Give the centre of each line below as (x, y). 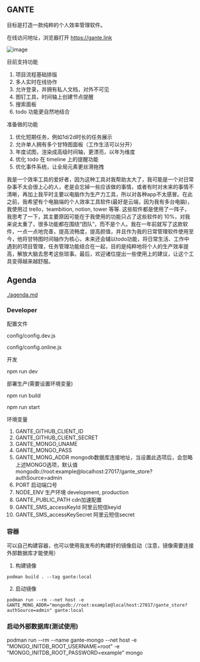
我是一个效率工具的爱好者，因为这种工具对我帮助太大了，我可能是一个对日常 (100, 179)
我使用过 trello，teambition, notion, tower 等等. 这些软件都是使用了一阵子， (98, 209)
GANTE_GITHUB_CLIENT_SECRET (57, 438)
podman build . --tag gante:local (50, 577)
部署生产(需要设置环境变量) (40, 383)
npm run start (23, 407)
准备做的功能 (22, 124)
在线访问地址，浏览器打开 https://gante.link (59, 38)
